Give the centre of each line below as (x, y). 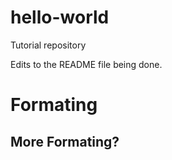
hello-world (60, 17)
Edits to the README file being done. (86, 64)
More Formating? (65, 141)
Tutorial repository (48, 45)
